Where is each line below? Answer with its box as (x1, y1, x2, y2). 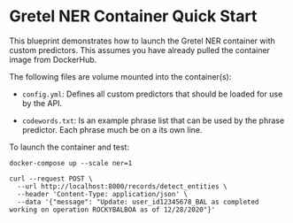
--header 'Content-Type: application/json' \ (17, 189, 189, 198)
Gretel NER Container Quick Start (9, 6, 258, 27)
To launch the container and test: (9, 142, 130, 152)
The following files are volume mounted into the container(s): (9, 71, 232, 81)
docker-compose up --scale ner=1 (9, 158, 133, 167)
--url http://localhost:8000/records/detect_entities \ (17, 181, 227, 191)
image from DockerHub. (9, 54, 97, 65)
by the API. (21, 97, 63, 108)
